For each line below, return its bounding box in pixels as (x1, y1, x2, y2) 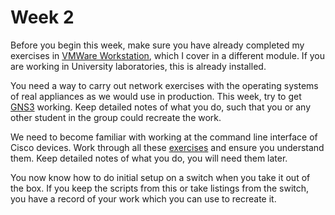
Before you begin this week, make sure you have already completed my (10, 39, 305, 51)
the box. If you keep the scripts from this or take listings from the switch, (10, 182, 310, 194)
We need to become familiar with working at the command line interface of (10, 131, 318, 143)
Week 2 (10, 6, 75, 29)
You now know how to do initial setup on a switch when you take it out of (10, 171, 311, 183)
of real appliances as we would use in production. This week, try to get (10, 90, 302, 102)
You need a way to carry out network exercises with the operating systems (10, 79, 319, 91)
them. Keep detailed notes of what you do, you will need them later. (10, 152, 288, 164)
